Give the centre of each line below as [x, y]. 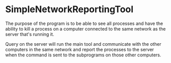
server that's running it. [30, 34]
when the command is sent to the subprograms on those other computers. [83, 55]
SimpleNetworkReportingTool [69, 9]
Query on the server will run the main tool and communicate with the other [83, 44]
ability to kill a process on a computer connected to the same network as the [85, 28]
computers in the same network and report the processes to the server [80, 49]
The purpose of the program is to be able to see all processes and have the [84, 23]
